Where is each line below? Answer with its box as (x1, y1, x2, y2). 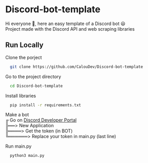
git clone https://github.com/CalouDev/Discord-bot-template (10, 64, 143, 69)
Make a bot (5, 111, 29, 118)
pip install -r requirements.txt (10, 102, 81, 108)
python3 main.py (10, 153, 45, 158)
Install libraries (5, 92, 36, 99)
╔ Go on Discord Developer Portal (5, 117, 77, 123)
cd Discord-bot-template (10, 83, 63, 88)
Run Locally (5, 41, 44, 50)
